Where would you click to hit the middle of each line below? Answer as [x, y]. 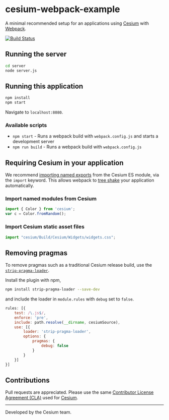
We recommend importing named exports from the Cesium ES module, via [82, 175]
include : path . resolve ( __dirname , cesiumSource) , [67, 322]
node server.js [21, 71]
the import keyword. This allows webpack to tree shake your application [80, 181]
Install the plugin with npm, [33, 280]
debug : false [55, 346]
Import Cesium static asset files [45, 227]
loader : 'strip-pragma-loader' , [57, 332]
